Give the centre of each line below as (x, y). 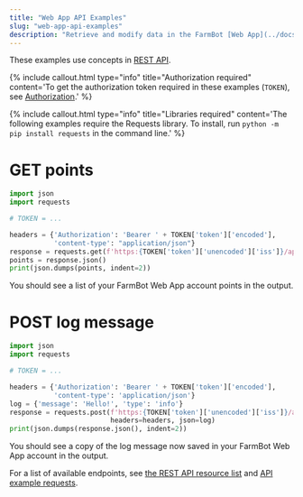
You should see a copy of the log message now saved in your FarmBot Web (150, 446)
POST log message (82, 322)
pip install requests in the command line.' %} (97, 133)
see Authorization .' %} (51, 97)
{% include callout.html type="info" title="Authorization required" (131, 78)
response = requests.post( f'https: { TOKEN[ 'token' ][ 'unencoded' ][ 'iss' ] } (149, 412)
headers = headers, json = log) (163, 420)
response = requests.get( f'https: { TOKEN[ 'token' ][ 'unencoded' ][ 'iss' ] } (147, 252)
